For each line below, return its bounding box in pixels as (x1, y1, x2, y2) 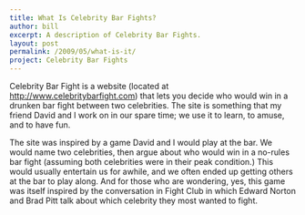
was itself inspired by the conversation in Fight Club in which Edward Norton (9, 186, 297, 196)
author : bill (9, 22, 59, 31)
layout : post (9, 38, 59, 48)
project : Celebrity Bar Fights (9, 56, 128, 65)
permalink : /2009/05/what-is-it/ (9, 47, 137, 56)
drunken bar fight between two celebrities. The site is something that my (9, 100, 282, 110)
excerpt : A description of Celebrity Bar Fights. (9, 30, 202, 39)
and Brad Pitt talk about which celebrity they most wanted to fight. (9, 195, 258, 206)
